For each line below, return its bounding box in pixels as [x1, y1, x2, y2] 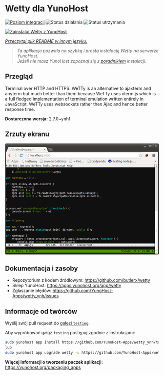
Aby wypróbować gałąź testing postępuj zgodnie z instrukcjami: [5, 329, 135, 335]
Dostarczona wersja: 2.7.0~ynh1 [5, 116, 71, 122]
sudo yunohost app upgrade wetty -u [5, 350, 80, 355]
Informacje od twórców [5, 307, 77, 316]
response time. [5, 106, 35, 112]
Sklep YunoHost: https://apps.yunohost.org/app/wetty [12, 283, 122, 289]
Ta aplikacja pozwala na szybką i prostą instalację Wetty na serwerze [17, 48, 159, 54]
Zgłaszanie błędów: [12, 288, 52, 294]
